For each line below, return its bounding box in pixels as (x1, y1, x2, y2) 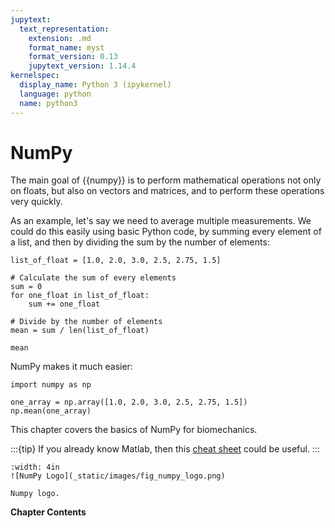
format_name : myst (28, 42, 105, 53)
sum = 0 (10, 282, 43, 292)
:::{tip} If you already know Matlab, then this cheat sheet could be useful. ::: (10, 443, 320, 455)
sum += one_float (28, 299, 101, 310)
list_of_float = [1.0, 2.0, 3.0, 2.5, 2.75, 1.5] (10, 256, 222, 266)
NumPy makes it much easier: (10, 361, 133, 373)
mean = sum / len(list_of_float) (10, 326, 150, 336)
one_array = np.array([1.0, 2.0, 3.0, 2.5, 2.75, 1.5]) (10, 397, 248, 408)
